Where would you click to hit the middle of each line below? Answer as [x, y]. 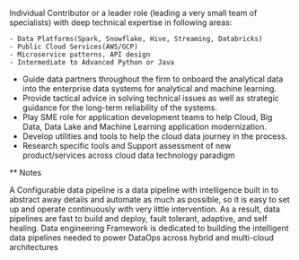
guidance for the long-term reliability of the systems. [120, 108]
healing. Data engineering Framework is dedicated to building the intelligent [149, 228]
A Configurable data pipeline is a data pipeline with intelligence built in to [144, 190]
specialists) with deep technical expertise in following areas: [121, 22]
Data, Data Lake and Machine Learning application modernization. [145, 126]
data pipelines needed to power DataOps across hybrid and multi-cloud [141, 238]
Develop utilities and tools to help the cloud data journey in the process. [155, 136]
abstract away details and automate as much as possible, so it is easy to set [149, 199]
